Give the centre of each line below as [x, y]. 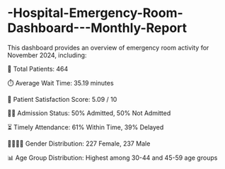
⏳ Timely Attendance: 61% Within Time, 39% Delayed [86, 127]
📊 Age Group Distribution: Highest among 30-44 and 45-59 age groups [112, 158]
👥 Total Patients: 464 [38, 69]
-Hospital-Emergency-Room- [96, 13]
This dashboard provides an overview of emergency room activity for [108, 47]
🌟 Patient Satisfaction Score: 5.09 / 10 [62, 99]
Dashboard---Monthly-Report [97, 28]
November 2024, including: [47, 55]
